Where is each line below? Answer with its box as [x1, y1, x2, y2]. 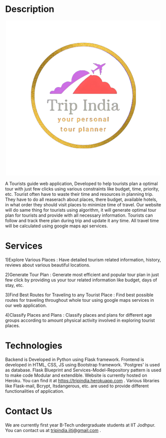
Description [5, 3, 55, 15]
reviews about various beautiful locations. [5, 262, 91, 268]
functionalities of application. [5, 388, 64, 394]
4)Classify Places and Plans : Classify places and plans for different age [5, 312, 152, 318]
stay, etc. [5, 282, 24, 288]
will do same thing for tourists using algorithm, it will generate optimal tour [5, 207, 157, 213]
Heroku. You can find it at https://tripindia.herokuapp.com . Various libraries [5, 377, 160, 383]
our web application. [5, 302, 47, 308]
